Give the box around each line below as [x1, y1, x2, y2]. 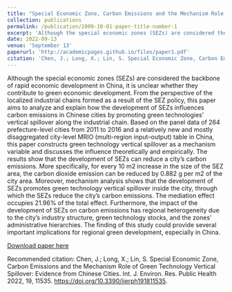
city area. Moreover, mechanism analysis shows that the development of [7, 177, 213, 185]
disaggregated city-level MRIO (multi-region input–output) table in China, [7, 133, 215, 141]
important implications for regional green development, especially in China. [7, 228, 221, 236]
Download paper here [7, 241, 69, 249]
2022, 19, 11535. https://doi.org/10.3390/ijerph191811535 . [7, 277, 168, 285]
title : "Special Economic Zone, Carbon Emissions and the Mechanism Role [7, 10, 224, 17]
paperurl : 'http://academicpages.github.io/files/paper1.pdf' [7, 49, 190, 56]
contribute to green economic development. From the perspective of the [7, 88, 213, 97]
